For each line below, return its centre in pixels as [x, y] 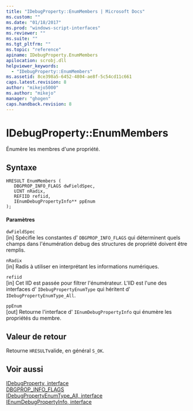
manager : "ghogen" [28, 98]
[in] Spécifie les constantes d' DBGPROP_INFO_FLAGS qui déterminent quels [93, 238]
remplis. [16, 250]
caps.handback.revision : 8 [39, 104]
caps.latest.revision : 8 [36, 83]
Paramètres [20, 220]
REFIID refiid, [32, 197]
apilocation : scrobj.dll [36, 60]
